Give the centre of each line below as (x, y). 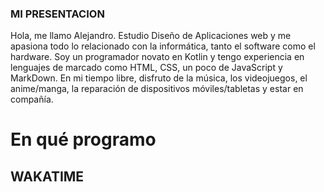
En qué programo (83, 139)
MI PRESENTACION (57, 14)
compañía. (32, 99)
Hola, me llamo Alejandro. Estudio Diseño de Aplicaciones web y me (151, 36)
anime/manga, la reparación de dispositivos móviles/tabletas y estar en (157, 89)
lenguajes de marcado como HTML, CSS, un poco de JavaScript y (146, 68)
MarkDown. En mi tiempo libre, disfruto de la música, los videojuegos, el (159, 78)
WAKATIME (47, 176)
